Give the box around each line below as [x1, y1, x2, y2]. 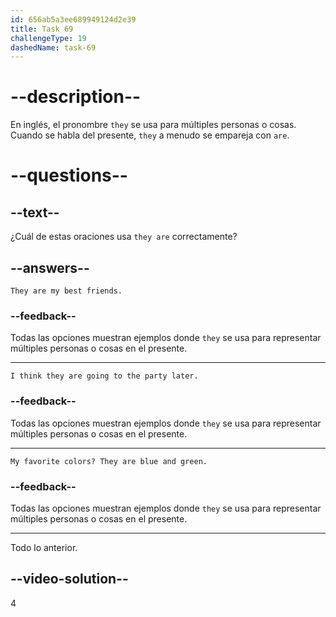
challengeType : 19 [10, 33, 87, 43]
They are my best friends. [10, 286, 123, 296]
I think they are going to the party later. [10, 371, 199, 381]
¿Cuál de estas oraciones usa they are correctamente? [10, 231, 238, 243]
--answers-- [10, 259, 90, 276]
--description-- [10, 86, 142, 108]
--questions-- [10, 164, 128, 187]
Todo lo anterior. [10, 541, 78, 553]
